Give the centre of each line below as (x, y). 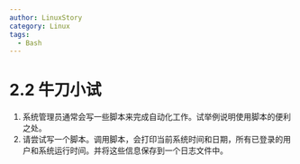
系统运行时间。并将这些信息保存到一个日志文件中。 (133, 150)
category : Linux (40, 26)
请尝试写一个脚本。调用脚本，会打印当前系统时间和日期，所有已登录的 (153, 140)
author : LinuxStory (46, 18)
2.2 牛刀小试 (55, 90)
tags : (19, 34)
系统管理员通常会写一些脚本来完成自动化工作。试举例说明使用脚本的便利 (156, 117)
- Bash (30, 43)
